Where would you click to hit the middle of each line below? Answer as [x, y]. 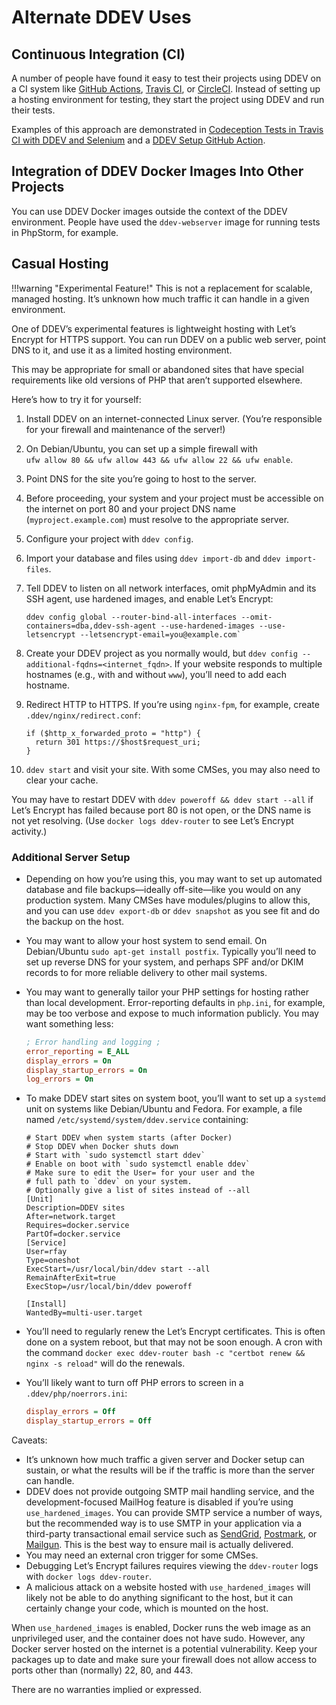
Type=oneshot [53, 1261]
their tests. [33, 110]
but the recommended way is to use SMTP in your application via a [163, 1523]
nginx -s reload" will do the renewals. [105, 1363]
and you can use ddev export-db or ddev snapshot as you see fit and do [173, 910]
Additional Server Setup [71, 857]
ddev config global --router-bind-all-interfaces [131, 617]
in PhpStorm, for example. [65, 232]
